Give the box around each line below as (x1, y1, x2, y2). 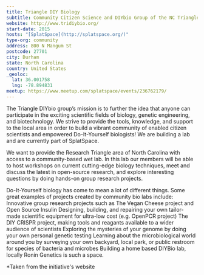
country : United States (6, 65, 67, 72)
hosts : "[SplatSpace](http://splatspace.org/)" (6, 32, 129, 38)
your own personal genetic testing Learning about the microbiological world (6, 232, 196, 239)
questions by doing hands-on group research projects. (6, 175, 143, 182)
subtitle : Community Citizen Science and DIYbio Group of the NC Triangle (6, 15, 200, 21)
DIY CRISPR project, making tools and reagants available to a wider (6, 218, 174, 226)
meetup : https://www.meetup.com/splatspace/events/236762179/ (6, 88, 167, 94)
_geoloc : (6, 71, 29, 77)
